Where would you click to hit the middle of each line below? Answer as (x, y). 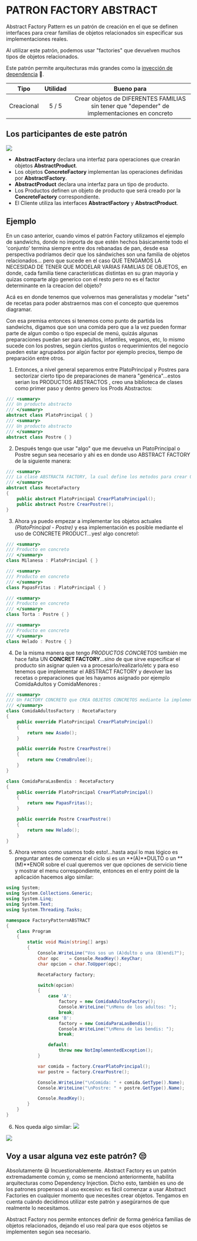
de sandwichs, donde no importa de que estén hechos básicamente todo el (97, 242)
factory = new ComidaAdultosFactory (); (107, 1001)
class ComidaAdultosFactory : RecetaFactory (61, 711)
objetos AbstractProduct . (46, 166)
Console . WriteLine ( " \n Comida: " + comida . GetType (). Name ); (111, 1082)
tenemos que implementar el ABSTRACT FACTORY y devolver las (93, 671)
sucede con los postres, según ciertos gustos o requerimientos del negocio (97, 345)
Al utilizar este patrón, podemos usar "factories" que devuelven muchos (93, 50)
